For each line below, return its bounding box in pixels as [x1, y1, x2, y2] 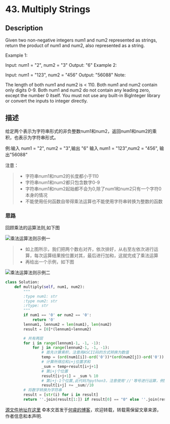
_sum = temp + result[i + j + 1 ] [41, 364, 99, 369]
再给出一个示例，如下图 [25, 259, 74, 265]
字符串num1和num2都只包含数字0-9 [25, 179, 100, 185]
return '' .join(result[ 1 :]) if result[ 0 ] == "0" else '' [23, 397, 146, 402]
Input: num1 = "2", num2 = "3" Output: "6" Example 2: [5, 62, 117, 68]
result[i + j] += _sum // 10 [41, 383, 94, 388]
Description [5, 24, 43, 32]
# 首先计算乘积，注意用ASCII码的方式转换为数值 [41, 350, 129, 355]
